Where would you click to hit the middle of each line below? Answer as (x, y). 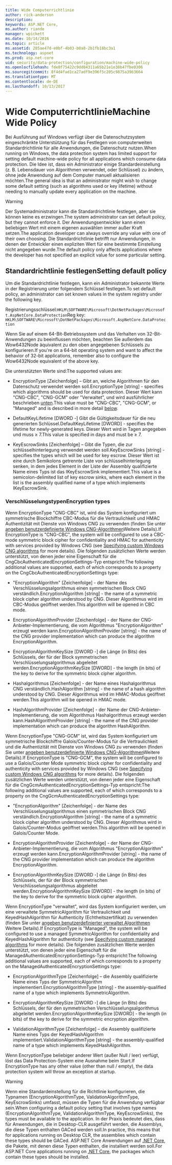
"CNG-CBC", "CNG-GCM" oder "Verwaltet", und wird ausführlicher (83, 398)
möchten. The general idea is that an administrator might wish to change (81, 181)
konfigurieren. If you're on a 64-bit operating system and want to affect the (84, 350)
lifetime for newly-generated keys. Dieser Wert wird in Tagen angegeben (89, 429)
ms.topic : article (25, 44)
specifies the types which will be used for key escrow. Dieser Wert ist (86, 456)
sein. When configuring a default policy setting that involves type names (81, 1108)
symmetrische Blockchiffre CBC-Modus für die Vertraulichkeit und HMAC (83, 518)
